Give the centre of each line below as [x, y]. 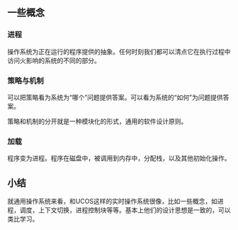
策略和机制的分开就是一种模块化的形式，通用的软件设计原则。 [97, 121]
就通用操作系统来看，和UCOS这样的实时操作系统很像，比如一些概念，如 [113, 202]
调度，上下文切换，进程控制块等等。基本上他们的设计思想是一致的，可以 [125, 210]
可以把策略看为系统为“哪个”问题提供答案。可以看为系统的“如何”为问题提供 [115, 97]
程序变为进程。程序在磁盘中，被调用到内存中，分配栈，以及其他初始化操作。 [119, 158]
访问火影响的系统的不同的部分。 [54, 60]
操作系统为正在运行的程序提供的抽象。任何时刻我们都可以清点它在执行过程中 [119, 51]
